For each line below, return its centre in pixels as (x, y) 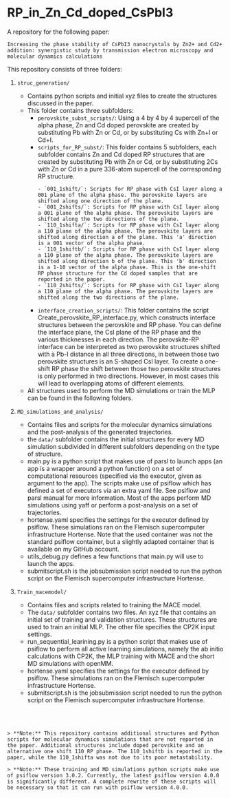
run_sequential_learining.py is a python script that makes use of (117, 641)
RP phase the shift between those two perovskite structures (136, 368)
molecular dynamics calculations (55, 56)
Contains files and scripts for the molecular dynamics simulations (120, 424)
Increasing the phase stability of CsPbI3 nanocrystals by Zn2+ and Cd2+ (115, 44)
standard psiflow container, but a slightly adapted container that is (121, 541)
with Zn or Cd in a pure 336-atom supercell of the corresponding (129, 169)
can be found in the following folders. (80, 398)
